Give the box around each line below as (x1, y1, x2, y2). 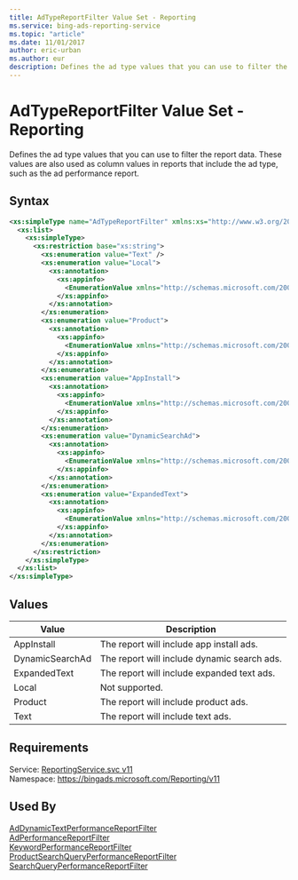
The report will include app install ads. (99, 638, 259, 650)
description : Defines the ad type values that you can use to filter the (9, 63, 288, 72)
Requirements (9, 741, 89, 756)
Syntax (9, 194, 50, 209)
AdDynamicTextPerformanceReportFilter (9, 822, 158, 833)
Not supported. (99, 681, 163, 694)
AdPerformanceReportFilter (9, 832, 111, 843)
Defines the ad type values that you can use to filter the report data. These (9, 148, 282, 160)
